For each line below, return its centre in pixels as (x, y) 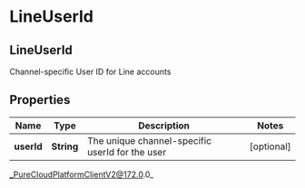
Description (164, 126)
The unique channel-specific (149, 140)
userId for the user (127, 152)
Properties (40, 100)
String (65, 146)
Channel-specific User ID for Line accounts (90, 71)
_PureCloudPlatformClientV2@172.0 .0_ (82, 174)
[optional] (270, 146)
